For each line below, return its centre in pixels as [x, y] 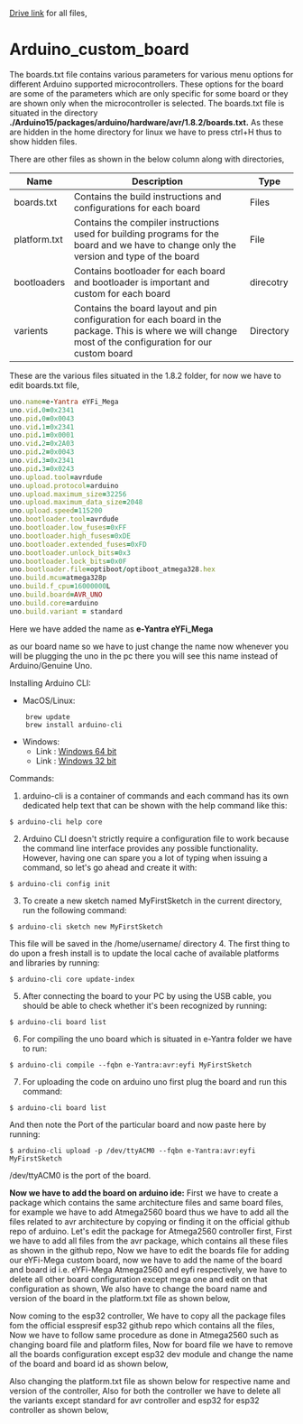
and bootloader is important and [142, 282]
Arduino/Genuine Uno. [51, 665]
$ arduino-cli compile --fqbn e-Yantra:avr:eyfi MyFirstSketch [131, 1065]
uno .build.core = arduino [54, 603]
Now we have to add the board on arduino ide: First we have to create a [144, 1193]
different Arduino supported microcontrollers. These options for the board [147, 84]
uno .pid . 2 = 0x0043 [42, 452]
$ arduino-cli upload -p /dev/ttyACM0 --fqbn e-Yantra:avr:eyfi [133, 1151]
